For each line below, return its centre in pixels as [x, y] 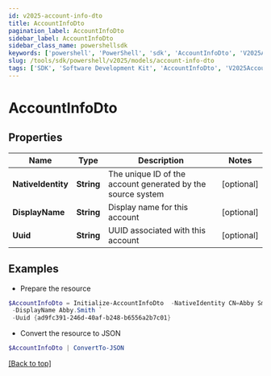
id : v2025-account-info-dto [56, 16]
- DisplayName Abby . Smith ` [57, 311]
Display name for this [148, 207]
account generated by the [157, 184]
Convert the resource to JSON [70, 333]
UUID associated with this [156, 230]
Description [161, 160]
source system [136, 194]
